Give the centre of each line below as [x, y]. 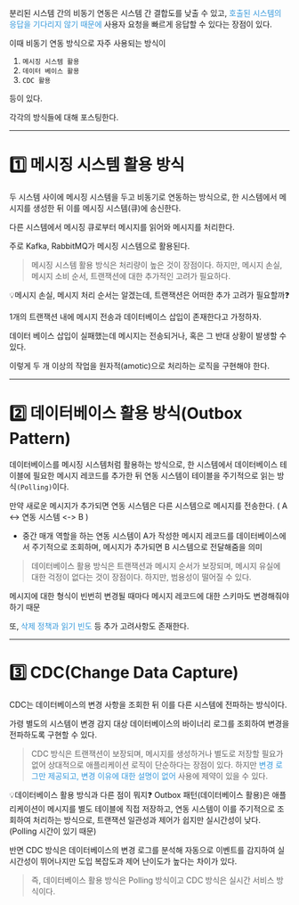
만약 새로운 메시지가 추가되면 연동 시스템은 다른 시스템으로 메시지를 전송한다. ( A [149, 506]
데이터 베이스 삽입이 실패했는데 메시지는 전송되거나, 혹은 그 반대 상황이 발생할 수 [148, 335]
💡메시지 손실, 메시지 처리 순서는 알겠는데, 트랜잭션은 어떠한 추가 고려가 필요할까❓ [149, 295]
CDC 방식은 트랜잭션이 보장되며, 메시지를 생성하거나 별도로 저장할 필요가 [157, 753]
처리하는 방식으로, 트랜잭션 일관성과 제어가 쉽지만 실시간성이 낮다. [146, 819]
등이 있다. [26, 98]
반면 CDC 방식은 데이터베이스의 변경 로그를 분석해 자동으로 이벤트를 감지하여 [142, 850]
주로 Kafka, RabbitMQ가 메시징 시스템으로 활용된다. [100, 246]
